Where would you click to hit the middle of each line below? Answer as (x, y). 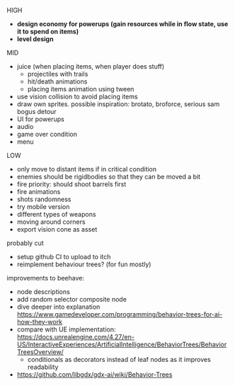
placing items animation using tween (81, 89)
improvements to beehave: (46, 278)
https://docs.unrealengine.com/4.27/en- (76, 337)
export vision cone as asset (57, 229)
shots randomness (44, 199)
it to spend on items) (48, 32)
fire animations (39, 192)
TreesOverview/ (40, 352)
